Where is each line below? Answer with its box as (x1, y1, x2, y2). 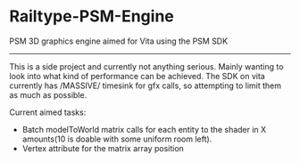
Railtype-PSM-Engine (9, 6, 174, 27)
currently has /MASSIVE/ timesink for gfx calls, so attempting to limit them (9, 80, 281, 91)
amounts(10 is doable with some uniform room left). (21, 134, 212, 144)
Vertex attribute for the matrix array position (21, 142, 185, 153)
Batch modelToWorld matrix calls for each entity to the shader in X (21, 124, 267, 134)
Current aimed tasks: (9, 107, 87, 117)
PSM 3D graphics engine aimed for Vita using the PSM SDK (9, 36, 229, 46)
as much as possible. (9, 89, 87, 100)
